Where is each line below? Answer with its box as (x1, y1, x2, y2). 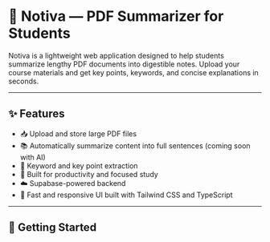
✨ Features (8, 107, 65, 121)
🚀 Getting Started (8, 220, 97, 235)
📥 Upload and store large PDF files (19, 128, 137, 139)
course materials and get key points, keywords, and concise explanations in (8, 67, 259, 77)
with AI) (19, 152, 46, 162)
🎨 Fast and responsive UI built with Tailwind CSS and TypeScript (19, 190, 233, 200)
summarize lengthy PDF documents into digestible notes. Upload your (8, 59, 240, 69)
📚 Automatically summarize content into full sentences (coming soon (19, 140, 251, 151)
